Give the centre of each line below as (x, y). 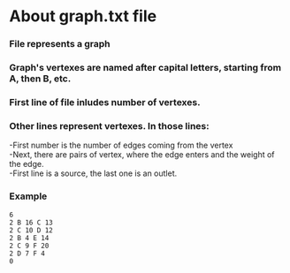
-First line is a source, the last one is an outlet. (93, 173)
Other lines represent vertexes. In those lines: (109, 125)
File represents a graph (60, 44)
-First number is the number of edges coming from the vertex (121, 145)
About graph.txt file (83, 16)
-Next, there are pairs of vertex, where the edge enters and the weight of (142, 155)
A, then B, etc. (40, 79)
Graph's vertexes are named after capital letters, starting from (145, 68)
